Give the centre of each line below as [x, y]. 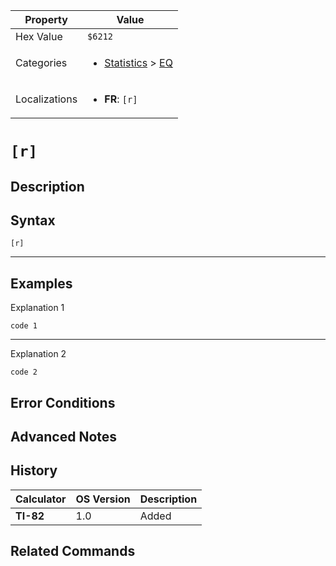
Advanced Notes [64, 436]
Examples [41, 283]
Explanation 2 [38, 354]
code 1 [24, 326]
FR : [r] [121, 99]
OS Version [103, 499]
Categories [41, 62]
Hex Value [39, 36]
